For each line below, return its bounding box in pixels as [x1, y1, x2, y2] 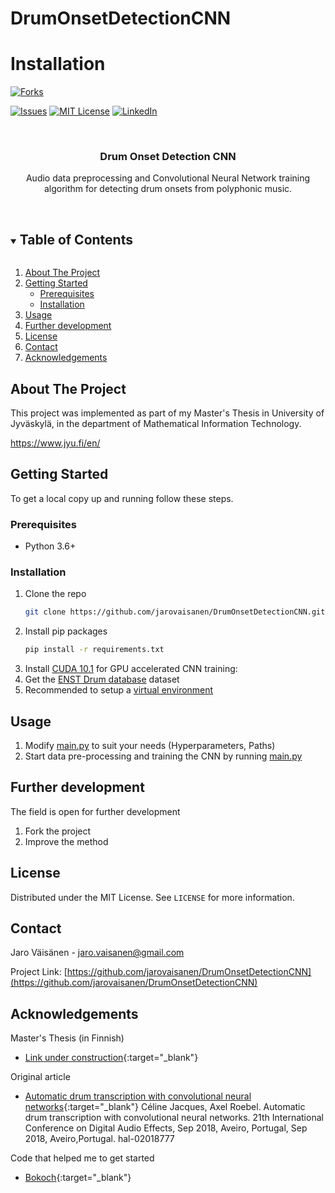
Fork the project [24, 825, 92, 837]
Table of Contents [19, 231, 133, 248]
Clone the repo [24, 588, 87, 600]
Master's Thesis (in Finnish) [10, 1032, 125, 1044]
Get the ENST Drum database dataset [24, 673, 180, 686]
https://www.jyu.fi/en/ [10, 437, 101, 449]
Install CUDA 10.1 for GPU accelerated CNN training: [24, 663, 238, 675]
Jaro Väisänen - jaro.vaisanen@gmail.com [10, 947, 185, 959]
